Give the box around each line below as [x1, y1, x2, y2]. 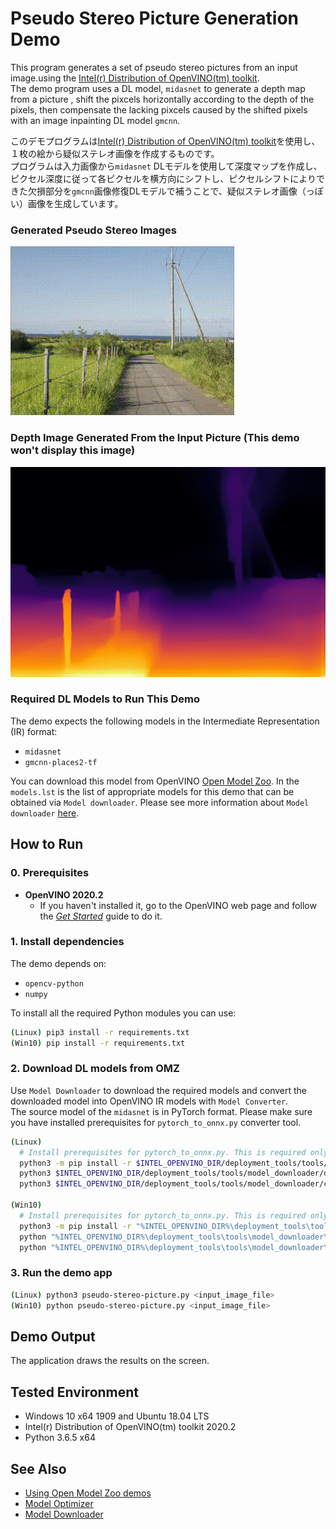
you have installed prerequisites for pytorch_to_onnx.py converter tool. [10, 1116, 302, 1128]
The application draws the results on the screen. [10, 1355, 210, 1367]
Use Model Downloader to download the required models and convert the [10, 1084, 308, 1096]
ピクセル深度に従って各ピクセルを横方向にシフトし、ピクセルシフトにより [10, 172, 317, 184]
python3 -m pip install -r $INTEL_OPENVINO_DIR [19, 1158, 222, 1168]
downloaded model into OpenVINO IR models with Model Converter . [10, 1095, 289, 1107]
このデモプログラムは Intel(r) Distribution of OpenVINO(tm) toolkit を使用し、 [10, 135, 321, 147]
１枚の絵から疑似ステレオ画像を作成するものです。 [10, 147, 220, 159]
